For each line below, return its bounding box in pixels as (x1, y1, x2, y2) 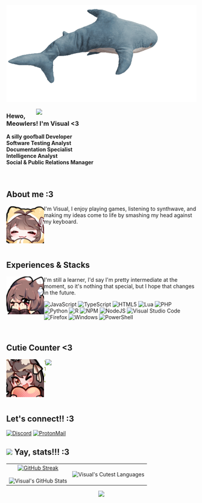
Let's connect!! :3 (6, 414, 74, 424)
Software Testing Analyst (6, 140, 72, 147)
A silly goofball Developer (6, 133, 72, 140)
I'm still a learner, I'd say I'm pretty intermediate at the (44, 276, 178, 283)
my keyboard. (44, 218, 78, 226)
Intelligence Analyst (6, 152, 58, 160)
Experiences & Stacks (6, 260, 90, 270)
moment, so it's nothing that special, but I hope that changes (44, 282, 195, 290)
